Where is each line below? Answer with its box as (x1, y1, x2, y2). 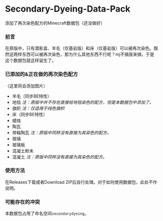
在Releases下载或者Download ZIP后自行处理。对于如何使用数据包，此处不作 (5, 179, 158, 185)
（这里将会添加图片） (5, 83, 48, 88)
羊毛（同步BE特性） (12, 93, 52, 99)
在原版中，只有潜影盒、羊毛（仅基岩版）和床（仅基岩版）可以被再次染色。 (5, 45, 154, 51)
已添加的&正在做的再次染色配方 (5, 71, 79, 78)
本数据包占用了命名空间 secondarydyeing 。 (5, 210, 89, 217)
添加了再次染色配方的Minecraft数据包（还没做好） (5, 20, 105, 26)
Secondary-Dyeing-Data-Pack (5, 3, 130, 15)
